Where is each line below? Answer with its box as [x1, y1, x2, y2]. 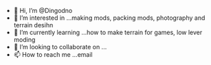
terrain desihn [13, 21, 54, 29]
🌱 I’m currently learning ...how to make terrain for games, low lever [13, 28, 203, 36]
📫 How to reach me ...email [13, 51, 93, 58]
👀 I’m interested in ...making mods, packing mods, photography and [13, 14, 206, 22]
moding [13, 36, 36, 44]
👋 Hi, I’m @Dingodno [13, 7, 73, 14]
